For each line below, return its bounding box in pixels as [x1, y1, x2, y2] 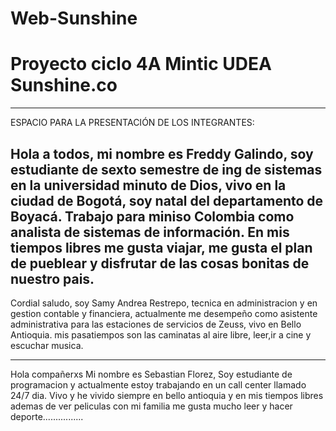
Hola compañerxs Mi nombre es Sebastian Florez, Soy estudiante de [10, 368, 293, 380]
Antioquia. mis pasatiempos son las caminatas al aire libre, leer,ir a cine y [10, 328, 312, 341]
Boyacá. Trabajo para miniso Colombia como [10, 208, 295, 225]
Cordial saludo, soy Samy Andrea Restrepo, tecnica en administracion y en [10, 297, 318, 309]
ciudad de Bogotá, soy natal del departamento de [10, 192, 324, 209]
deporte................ [10, 410, 84, 422]
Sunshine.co [10, 74, 118, 97]
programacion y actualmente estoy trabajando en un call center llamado [10, 378, 307, 391]
